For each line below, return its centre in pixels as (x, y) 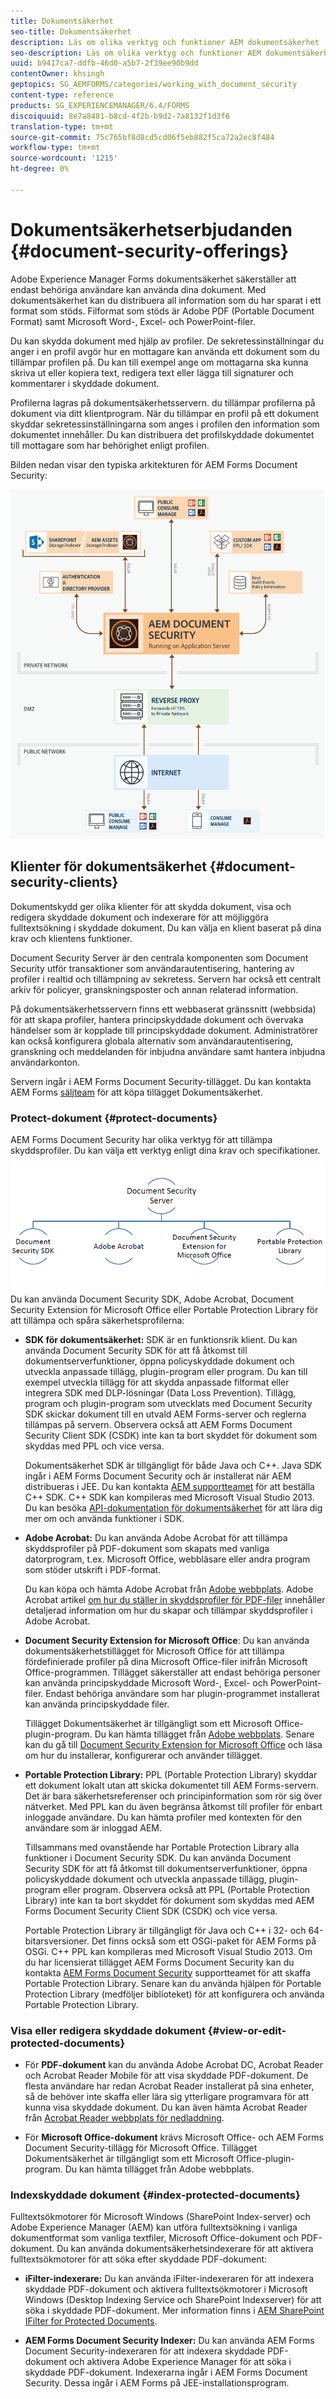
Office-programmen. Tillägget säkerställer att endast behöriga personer (172, 1672)
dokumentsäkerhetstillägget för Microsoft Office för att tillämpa (154, 1651)
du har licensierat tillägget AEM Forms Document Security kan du (159, 1962)
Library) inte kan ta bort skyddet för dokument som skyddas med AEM (169, 1900)
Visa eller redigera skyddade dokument (108, 2030)
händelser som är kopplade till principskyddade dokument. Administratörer (164, 1030)
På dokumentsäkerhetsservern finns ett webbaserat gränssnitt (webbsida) (163, 1009)
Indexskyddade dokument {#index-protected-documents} (155, 2195)
